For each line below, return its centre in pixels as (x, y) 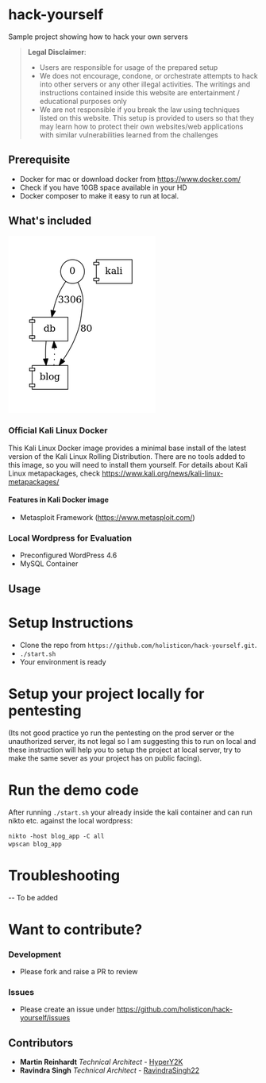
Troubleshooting (64, 875)
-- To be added (33, 897)
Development (35, 954)
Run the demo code (73, 790)
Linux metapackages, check (54, 473)
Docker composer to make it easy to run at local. (99, 195)
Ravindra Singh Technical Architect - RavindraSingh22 (110, 1070)
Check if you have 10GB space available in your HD (104, 187)
